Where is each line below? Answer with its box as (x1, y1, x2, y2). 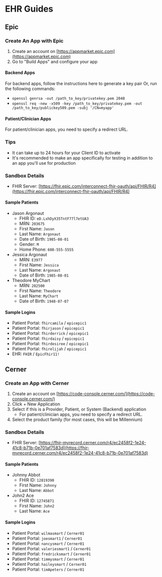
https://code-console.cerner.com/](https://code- (58, 390, 155, 397)
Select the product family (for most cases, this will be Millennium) (12, 417, 143, 422)
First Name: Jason (19, 226, 55, 232)
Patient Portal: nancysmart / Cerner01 (12, 541, 85, 546)
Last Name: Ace (19, 508, 50, 514)
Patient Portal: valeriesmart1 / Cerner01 (12, 545, 91, 551)
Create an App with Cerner (5, 380, 69, 386)
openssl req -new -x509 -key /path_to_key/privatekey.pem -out (12, 101, 143, 106)
